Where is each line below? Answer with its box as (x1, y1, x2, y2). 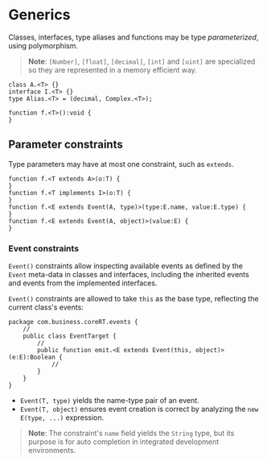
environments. (27, 446, 76, 455)
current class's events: (8, 302, 84, 312)
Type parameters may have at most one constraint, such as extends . (8, 159, 235, 168)
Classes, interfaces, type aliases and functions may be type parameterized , (8, 32, 259, 42)
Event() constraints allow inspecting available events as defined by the (8, 261, 244, 271)
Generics (8, 6, 71, 24)
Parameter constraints (8, 138, 123, 152)
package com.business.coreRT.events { (8, 318, 138, 326)
